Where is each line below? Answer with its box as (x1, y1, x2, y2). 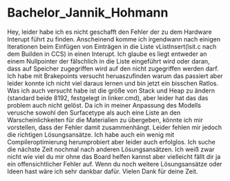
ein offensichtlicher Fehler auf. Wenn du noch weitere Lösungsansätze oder (7, 160, 222, 168)
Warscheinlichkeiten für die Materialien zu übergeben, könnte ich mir (7, 115, 204, 124)
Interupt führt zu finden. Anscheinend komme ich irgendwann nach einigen (7, 35, 221, 43)
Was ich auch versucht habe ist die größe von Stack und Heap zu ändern (7, 86, 215, 95)
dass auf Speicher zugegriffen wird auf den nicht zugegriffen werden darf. (7, 64, 219, 73)
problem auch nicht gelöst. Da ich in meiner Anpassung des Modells (7, 101, 202, 109)
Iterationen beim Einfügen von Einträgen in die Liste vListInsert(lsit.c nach (7, 42, 217, 50)
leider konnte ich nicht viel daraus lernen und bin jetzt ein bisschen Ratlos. (7, 79, 219, 87)
